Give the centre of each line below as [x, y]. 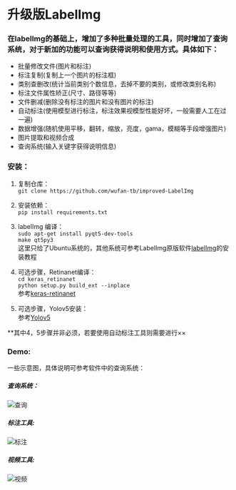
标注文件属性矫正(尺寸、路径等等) [67, 93]
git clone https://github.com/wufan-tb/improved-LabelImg [106, 191]
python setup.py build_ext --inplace [74, 285]
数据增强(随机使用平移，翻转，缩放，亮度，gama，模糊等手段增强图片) [122, 128]
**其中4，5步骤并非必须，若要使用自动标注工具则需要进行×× [97, 332]
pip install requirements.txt [63, 212]
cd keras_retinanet [47, 279]
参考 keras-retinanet [47, 293]
